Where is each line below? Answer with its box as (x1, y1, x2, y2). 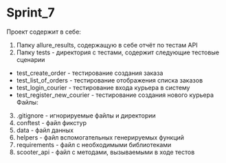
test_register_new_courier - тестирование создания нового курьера (16, 91, 214, 99)
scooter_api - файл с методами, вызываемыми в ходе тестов (16, 148, 195, 156)
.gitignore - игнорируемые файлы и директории (16, 111, 156, 120)
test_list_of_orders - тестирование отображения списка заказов (16, 76, 203, 84)
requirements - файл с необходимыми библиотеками (16, 140, 172, 149)
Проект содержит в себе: (6, 28, 82, 36)
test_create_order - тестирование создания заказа (16, 69, 163, 77)
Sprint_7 (6, 5, 56, 21)
